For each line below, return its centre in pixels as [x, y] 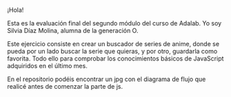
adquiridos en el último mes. [47, 66]
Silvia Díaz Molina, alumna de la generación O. [73, 31]
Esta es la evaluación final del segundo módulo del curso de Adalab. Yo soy [114, 23]
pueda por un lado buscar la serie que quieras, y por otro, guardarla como [112, 51]
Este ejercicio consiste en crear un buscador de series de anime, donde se [113, 44]
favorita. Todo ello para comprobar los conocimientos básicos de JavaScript [115, 58]
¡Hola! [16, 10]
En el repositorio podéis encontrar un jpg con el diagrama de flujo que [107, 79]
